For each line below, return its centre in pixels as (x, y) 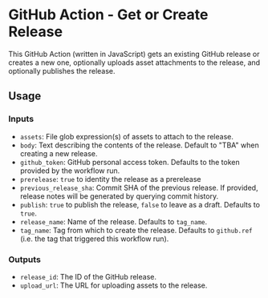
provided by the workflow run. (70, 171)
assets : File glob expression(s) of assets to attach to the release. (127, 136)
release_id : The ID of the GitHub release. (88, 276)
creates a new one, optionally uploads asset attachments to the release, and (134, 62)
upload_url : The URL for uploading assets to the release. (114, 285)
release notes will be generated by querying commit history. (119, 196)
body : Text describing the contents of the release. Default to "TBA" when (139, 145)
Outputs (25, 260)
